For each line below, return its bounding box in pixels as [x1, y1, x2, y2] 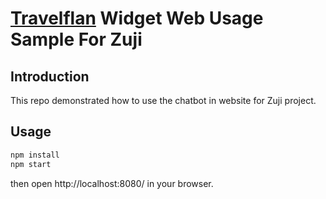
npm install [10, 150, 60, 160]
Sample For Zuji [10, 28, 143, 51]
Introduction [10, 68, 90, 85]
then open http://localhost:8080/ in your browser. [10, 177, 214, 189]
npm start [10, 159, 52, 169]
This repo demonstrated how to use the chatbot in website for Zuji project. [10, 95, 317, 106]
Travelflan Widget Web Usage [10, 7, 264, 30]
